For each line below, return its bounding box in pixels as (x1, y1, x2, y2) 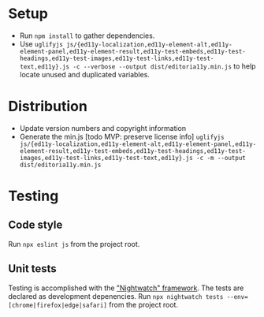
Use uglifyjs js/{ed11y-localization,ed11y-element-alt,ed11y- (19, 39, 232, 48)
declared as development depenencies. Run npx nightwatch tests (8, 291, 224, 300)
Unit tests (8, 262, 57, 276)
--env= (226, 293, 248, 300)
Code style (8, 218, 63, 232)
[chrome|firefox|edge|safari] (8, 301, 108, 309)
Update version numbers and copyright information (19, 123, 187, 132)
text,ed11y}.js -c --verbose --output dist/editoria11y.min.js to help (19, 61, 256, 71)
